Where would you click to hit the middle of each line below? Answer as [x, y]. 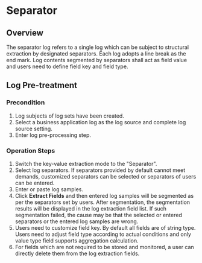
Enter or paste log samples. [49, 189]
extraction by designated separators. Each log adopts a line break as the [96, 54]
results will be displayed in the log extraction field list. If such [91, 208]
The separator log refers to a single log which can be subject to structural [97, 47]
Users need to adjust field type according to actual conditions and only [103, 234]
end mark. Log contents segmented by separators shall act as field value [97, 60]
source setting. [33, 128]
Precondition [26, 103]
